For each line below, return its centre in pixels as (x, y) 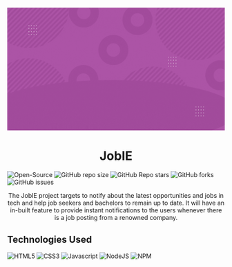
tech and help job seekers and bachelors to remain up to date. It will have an (116, 203)
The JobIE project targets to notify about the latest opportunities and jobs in (116, 196)
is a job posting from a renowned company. (116, 218)
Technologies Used (49, 239)
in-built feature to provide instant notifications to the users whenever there (116, 210)
